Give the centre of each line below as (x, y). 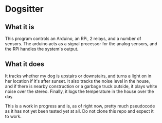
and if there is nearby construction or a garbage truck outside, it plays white (81, 86)
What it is (20, 27)
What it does (25, 64)
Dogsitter (24, 9)
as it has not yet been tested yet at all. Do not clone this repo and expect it (80, 111)
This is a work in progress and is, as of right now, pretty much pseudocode (80, 106)
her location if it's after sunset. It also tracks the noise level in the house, (78, 81)
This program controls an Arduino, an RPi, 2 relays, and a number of (73, 38)
